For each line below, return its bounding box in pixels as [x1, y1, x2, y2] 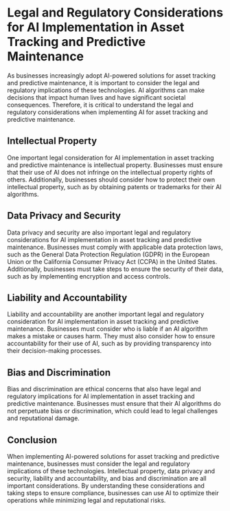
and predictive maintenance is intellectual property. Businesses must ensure [7, 160, 223, 169]
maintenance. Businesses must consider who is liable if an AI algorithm [7, 325, 208, 333]
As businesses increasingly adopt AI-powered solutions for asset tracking [7, 71, 216, 80]
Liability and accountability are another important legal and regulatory [7, 310, 205, 318]
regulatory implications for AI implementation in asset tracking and [7, 392, 195, 400]
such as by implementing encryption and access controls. [7, 272, 171, 280]
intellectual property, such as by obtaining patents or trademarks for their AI [7, 182, 222, 191]
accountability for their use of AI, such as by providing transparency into [7, 339, 211, 348]
